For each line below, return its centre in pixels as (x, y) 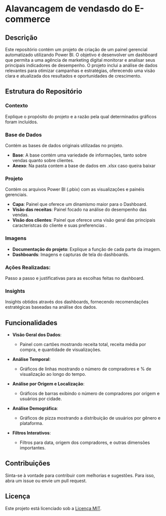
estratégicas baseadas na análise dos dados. (51, 307)
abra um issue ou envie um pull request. (46, 481)
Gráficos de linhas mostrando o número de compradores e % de (85, 369)
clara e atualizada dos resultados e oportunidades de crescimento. (73, 76)
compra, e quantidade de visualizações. (60, 349)
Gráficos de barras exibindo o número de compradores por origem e (90, 393)
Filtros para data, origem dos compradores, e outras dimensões (85, 442)
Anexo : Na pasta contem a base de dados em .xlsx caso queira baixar (84, 166)
